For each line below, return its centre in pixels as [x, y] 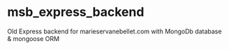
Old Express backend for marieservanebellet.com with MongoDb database [114, 31]
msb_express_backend [76, 12]
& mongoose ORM [34, 38]
